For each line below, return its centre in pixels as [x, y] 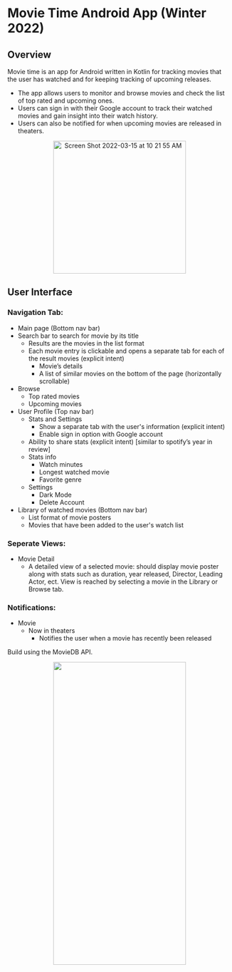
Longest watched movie [74, 472]
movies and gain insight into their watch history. [88, 116]
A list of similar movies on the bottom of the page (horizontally [130, 373]
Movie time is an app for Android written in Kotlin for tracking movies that [115, 72]
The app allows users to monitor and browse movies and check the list [121, 93]
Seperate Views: [37, 543]
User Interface [40, 293]
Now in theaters [52, 631]
